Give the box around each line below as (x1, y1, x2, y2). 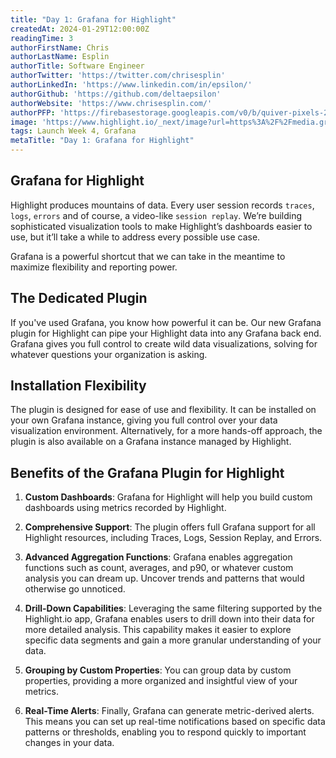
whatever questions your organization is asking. (10, 348, 208, 360)
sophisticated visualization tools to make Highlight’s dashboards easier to (10, 220, 313, 232)
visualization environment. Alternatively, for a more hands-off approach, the (10, 425, 323, 437)
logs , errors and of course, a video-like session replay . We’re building (10, 209, 303, 221)
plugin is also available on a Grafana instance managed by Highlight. (10, 436, 292, 448)
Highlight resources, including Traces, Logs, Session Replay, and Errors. (24, 532, 323, 544)
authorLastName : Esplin (10, 52, 110, 62)
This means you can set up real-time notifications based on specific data (24, 716, 326, 728)
